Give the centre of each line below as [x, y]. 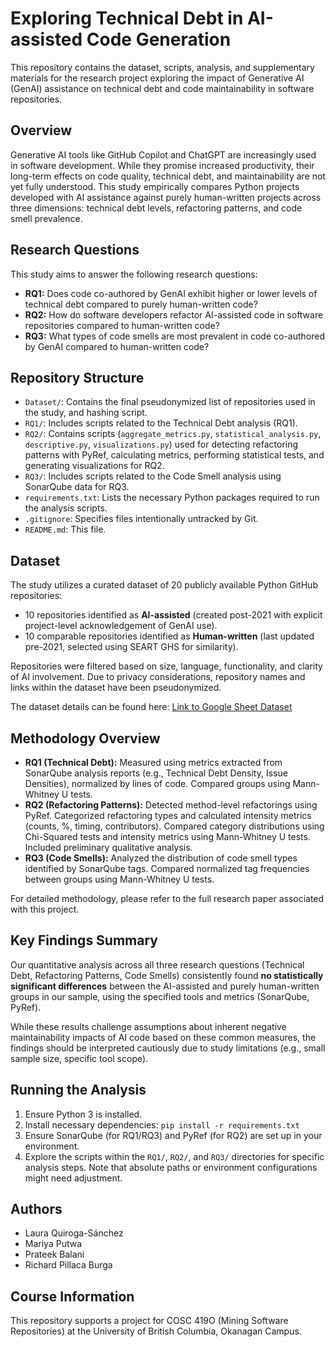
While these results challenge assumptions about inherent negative [148, 1026]
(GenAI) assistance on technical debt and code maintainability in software [162, 88]
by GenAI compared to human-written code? [117, 346]
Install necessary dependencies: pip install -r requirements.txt [162, 1124]
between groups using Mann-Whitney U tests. [119, 879]
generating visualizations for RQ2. [94, 466]
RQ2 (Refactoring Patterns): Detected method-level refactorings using [171, 805]
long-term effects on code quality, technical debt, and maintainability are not [168, 176]
